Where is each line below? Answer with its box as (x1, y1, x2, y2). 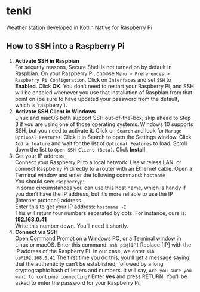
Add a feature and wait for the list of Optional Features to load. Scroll (14, 139, 187, 147)
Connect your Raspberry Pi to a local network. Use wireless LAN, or (14, 158, 182, 165)
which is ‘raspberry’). (14, 102, 67, 109)
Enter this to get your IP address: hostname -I (14, 203, 127, 210)
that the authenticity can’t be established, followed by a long (14, 260, 164, 267)
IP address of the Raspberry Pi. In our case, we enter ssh (14, 247, 155, 254)
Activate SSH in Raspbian (14, 57, 79, 64)
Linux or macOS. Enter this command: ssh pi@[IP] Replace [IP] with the (14, 241, 192, 248)
